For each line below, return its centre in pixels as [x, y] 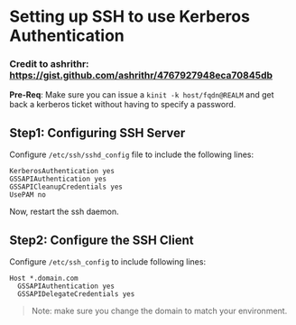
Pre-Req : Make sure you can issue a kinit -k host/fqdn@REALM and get [142, 95]
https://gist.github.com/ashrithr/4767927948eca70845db [141, 76]
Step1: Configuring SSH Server [97, 133]
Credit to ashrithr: [49, 64]
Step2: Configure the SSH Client [102, 240]
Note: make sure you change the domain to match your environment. [159, 311]
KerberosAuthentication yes [62, 172]
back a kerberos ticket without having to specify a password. [123, 105]
